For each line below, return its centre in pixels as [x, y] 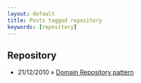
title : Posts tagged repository [55, 20]
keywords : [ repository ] [42, 27]
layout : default [31, 14]
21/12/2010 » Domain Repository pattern [75, 72]
